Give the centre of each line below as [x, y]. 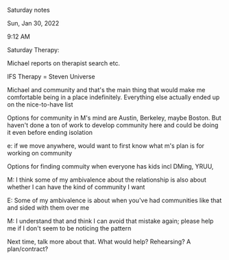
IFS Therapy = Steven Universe [51, 76]
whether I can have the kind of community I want [76, 187]
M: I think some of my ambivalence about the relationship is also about [107, 180]
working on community [40, 153]
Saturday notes [28, 10]
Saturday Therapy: [33, 50]
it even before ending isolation [50, 132]
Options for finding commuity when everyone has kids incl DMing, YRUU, [110, 166]
